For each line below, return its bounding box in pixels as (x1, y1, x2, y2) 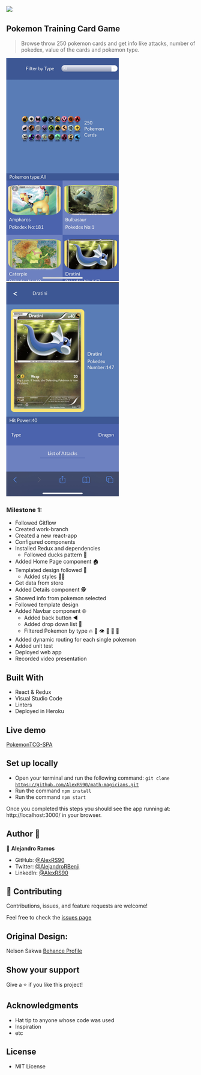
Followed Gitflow (14, 519, 56, 526)
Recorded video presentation (14, 655, 87, 663)
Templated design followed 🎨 (14, 567, 87, 574)
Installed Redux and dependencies (14, 545, 101, 552)
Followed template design (14, 601, 79, 609)
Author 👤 (6, 829, 40, 839)
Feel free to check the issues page (6, 914, 92, 921)
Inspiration (14, 1023, 41, 1030)
